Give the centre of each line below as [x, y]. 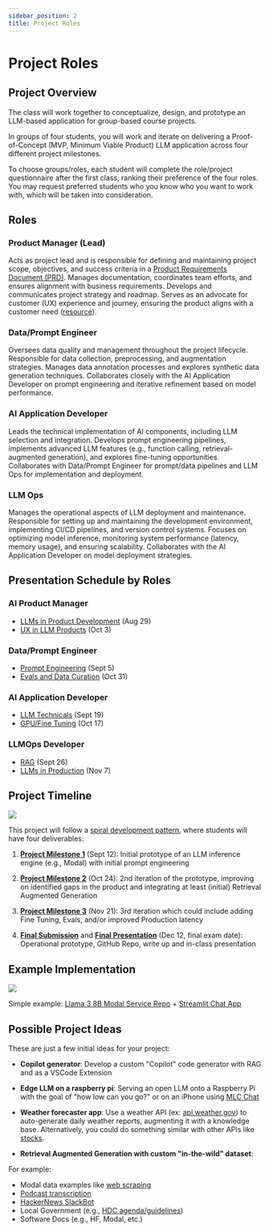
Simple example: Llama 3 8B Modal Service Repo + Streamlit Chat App [125, 1004]
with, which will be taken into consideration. [81, 195]
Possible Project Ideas [65, 1029]
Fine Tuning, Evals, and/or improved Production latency [111, 920]
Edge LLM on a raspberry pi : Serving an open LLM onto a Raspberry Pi [137, 1089]
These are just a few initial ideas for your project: [89, 1048]
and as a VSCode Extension [66, 1073]
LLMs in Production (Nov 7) [65, 771]
